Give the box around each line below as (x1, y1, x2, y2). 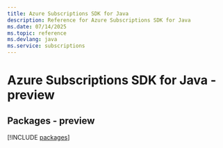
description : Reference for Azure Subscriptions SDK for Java (7, 17, 191, 24)
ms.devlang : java (7, 36, 58, 43)
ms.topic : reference (7, 29, 67, 37)
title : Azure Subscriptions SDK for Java (7, 10, 129, 17)
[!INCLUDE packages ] (7, 133, 70, 141)
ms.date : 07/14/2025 (7, 23, 67, 30)
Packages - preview (7, 115, 95, 126)
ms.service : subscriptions (7, 42, 85, 49)
